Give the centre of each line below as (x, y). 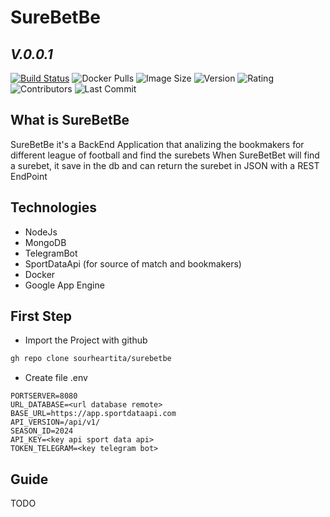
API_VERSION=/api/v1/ (55, 422)
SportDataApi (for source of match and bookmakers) (133, 263)
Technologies (54, 207)
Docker (40, 274)
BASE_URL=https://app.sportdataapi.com (93, 414)
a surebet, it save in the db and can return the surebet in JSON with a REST (165, 165)
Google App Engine (64, 285)
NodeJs (41, 232)
